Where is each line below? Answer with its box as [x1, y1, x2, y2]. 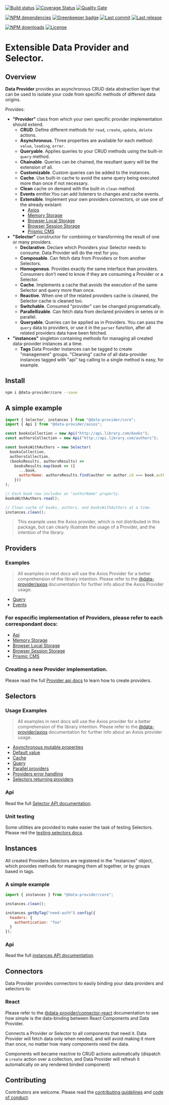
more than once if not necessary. [20, 180, 89, 186]
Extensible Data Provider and [5, 42, 129, 53]
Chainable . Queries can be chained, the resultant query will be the [20, 159, 158, 165]
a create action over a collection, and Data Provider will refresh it [5, 1056, 140, 1062]
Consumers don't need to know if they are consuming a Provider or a [20, 271, 163, 277]
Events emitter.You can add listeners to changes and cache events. [20, 191, 160, 197]
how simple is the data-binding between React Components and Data [5, 1015, 149, 1021]
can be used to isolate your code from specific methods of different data [5, 91, 156, 97]
